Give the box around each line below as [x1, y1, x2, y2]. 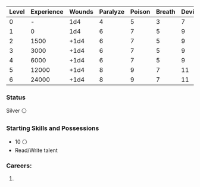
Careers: [6, 161, 32, 170]
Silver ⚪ [6, 107, 27, 115]
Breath [155, 8, 176, 15]
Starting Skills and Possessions [6, 124, 99, 132]
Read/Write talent [14, 147, 58, 154]
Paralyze [99, 8, 125, 15]
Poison [130, 8, 151, 15]
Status [6, 93, 26, 102]
